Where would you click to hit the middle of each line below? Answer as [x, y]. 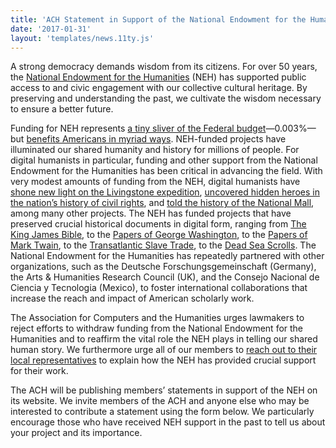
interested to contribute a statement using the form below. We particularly [162, 412]
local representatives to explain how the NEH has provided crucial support [163, 360]
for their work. [39, 371]
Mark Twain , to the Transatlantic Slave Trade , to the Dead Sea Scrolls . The [163, 245]
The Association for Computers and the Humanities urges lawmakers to [157, 318]
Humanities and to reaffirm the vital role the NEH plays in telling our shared [164, 339]
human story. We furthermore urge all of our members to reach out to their [164, 350]
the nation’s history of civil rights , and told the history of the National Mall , [162, 203]
